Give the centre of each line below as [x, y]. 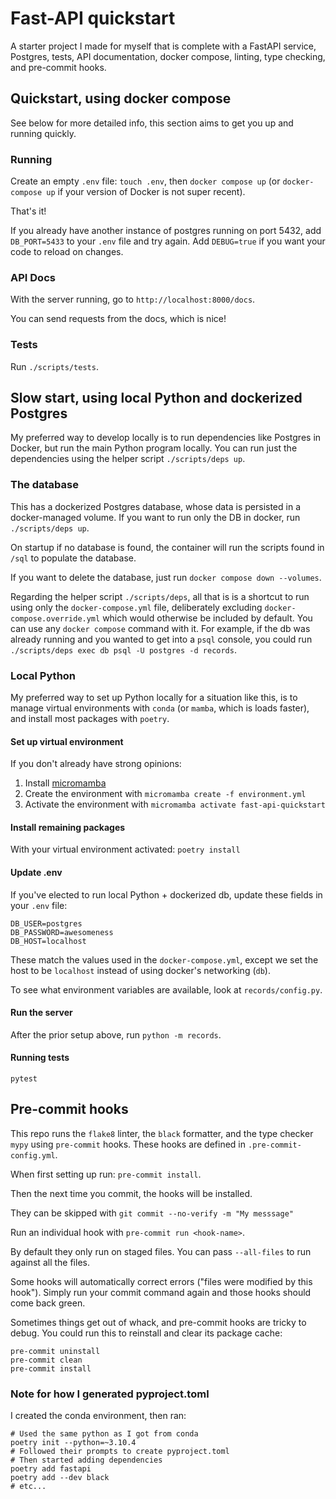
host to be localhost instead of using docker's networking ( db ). [140, 970]
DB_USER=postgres [46, 923]
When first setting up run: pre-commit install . [106, 1174]
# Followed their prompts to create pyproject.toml [120, 1452]
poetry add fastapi [51, 1469]
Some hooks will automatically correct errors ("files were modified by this [161, 1281]
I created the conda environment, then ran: [98, 1416]
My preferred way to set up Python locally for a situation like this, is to [154, 698]
